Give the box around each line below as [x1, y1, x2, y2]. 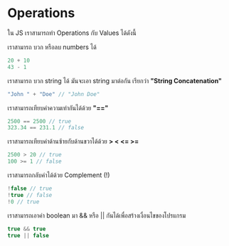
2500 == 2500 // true [7, 117, 72, 125]
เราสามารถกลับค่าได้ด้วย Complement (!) [7, 171, 110, 179]
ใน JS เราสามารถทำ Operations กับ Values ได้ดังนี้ [7, 28, 137, 37]
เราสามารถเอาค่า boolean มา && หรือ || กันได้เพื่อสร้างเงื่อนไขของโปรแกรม [7, 211, 186, 220]
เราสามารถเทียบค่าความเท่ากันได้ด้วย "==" [7, 103, 109, 112]
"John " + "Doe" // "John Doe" [7, 90, 100, 97]
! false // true [7, 185, 53, 193]
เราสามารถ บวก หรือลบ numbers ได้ [7, 43, 97, 51]
